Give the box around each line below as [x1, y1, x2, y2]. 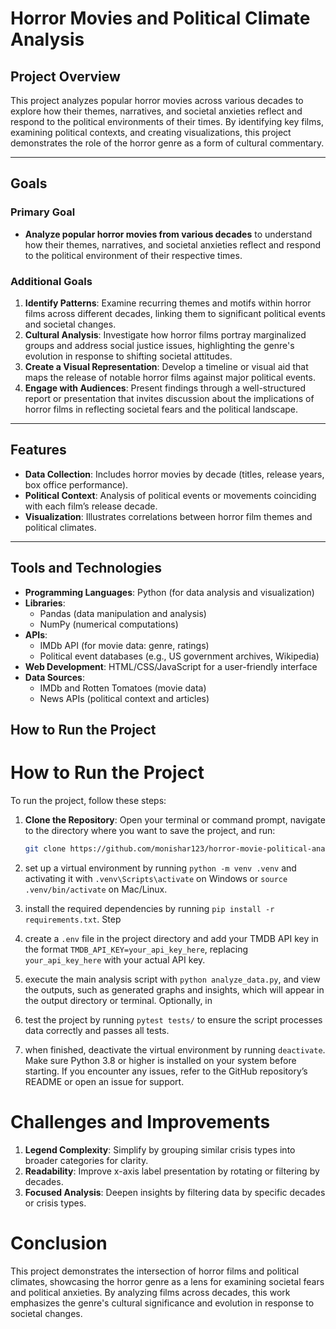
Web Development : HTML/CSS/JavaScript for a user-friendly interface [24, 660, 318, 672]
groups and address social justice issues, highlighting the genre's [24, 339, 295, 351]
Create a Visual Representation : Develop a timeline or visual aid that [24, 360, 309, 372]
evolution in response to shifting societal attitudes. [24, 350, 233, 362]
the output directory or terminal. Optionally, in [24, 994, 213, 1006]
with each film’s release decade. [24, 500, 158, 512]
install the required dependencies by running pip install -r [24, 902, 275, 914]
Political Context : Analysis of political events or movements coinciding [24, 489, 317, 501]
